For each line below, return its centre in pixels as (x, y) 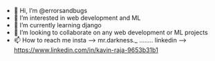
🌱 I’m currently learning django (57, 25)
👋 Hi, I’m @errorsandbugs (50, 11)
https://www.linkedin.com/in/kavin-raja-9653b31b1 (86, 50)
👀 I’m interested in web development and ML (77, 18)
